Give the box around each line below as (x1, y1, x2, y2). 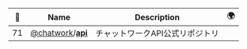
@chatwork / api (30, 27, 89, 38)
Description (134, 12, 180, 23)
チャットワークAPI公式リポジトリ (95, 28, 219, 38)
